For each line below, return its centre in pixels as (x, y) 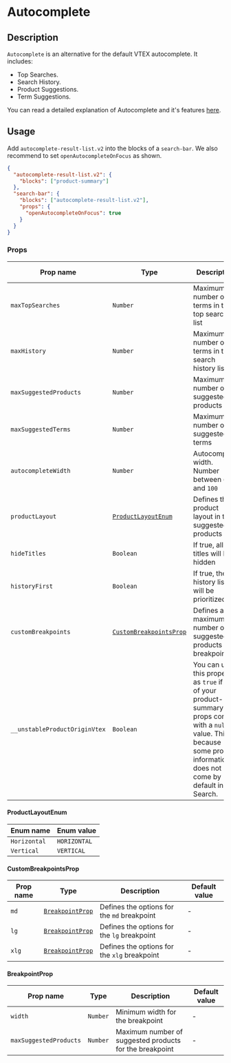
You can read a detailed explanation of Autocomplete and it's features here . (114, 110)
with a (203, 725)
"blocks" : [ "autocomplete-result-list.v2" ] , (84, 201)
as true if (208, 682)
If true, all (208, 545)
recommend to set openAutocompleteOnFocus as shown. (85, 155)
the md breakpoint (128, 915)
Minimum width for (146, 1012)
